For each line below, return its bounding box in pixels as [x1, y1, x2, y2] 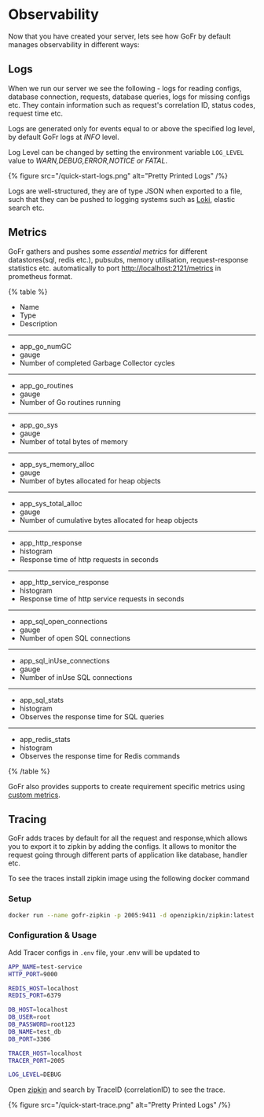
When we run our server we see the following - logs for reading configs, [8, 83, 242, 93]
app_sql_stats [19, 695, 64, 704]
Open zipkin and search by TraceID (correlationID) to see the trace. [8, 1085, 225, 1094]
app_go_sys [19, 420, 59, 429]
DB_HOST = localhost [8, 1006, 68, 1014]
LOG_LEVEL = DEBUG [8, 1071, 61, 1078]
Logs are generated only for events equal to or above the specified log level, [8, 123, 255, 133]
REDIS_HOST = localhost [8, 984, 79, 992]
